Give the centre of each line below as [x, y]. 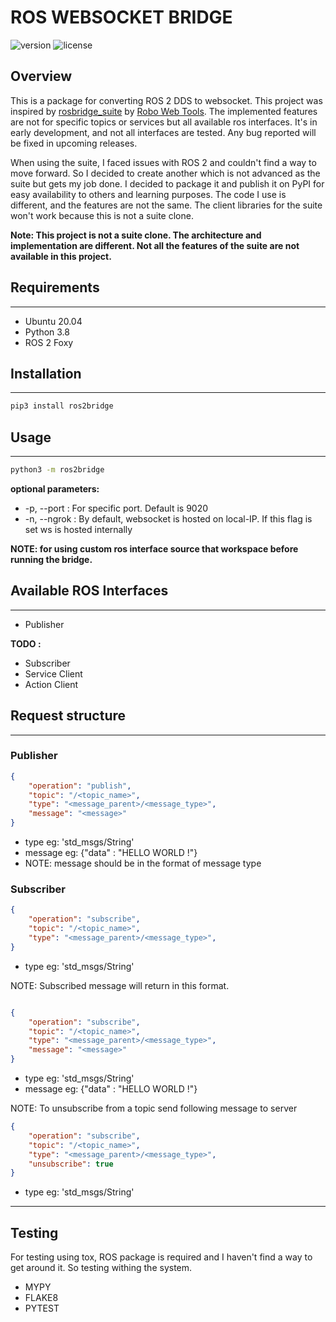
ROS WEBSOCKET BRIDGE [121, 17]
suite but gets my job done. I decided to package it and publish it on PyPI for [167, 183]
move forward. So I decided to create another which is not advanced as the [165, 173]
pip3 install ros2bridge [62, 406]
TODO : [26, 643]
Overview [41, 76]
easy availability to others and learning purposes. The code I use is [148, 194]
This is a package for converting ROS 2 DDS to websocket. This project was [166, 100]
